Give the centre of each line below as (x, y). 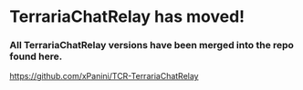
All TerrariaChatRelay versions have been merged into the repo (152, 45)
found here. (36, 56)
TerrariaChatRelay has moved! (127, 17)
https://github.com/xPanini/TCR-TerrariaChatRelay (104, 76)
